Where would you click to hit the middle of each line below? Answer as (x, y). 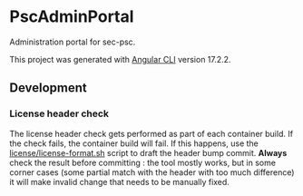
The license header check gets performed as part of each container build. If (151, 133)
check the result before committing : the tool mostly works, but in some (143, 162)
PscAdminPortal (72, 17)
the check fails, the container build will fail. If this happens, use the (134, 143)
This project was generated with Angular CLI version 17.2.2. (120, 59)
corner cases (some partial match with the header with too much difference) (152, 172)
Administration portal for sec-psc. (73, 42)
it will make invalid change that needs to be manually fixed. (119, 181)
